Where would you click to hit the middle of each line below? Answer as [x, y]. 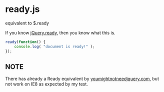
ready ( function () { [25, 42]
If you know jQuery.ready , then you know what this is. [60, 32]
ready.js [22, 9]
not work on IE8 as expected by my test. [47, 84]
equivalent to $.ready [27, 23]
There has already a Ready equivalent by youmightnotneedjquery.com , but [82, 79]
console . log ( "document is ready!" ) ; [54, 46]
